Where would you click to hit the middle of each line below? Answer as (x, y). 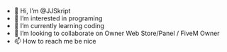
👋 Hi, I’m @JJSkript (42, 11)
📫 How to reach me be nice (55, 41)
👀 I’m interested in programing (58, 18)
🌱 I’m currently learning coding (59, 26)
